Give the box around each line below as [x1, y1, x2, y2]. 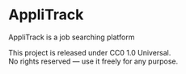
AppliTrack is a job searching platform [8, 32, 135, 42]
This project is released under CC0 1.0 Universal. [8, 47, 171, 57]
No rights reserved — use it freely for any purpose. [8, 56, 179, 66]
